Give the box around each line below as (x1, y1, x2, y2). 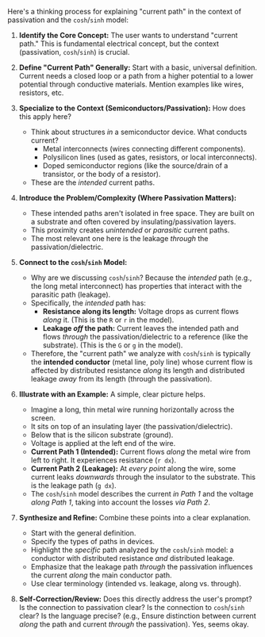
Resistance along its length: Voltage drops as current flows (42, 307, 240, 316)
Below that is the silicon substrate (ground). (30, 430, 174, 439)
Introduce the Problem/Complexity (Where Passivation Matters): (18, 194, 237, 202)
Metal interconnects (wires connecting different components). (42, 144, 246, 153)
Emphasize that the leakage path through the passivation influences (30, 562, 253, 571)
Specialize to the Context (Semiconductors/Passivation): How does (18, 103, 246, 113)
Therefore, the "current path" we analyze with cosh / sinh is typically (30, 349, 251, 358)
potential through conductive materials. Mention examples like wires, (18, 79, 244, 89)
